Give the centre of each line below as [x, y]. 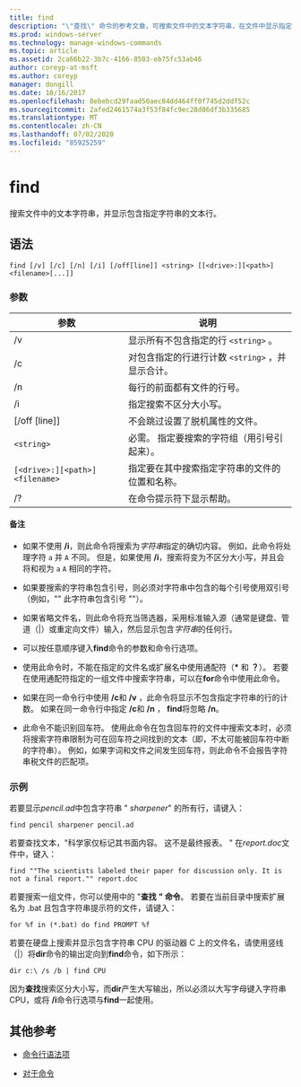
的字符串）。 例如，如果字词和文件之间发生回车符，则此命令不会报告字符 [155, 750]
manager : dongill [42, 84]
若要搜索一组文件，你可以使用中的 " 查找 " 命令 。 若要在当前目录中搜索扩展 [147, 897]
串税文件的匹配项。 [58, 761]
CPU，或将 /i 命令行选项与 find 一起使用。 [84, 1000]
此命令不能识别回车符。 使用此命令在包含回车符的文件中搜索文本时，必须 [157, 728]
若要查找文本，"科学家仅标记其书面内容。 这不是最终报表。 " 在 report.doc [146, 843]
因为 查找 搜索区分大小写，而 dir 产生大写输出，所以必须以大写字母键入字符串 [148, 989]
